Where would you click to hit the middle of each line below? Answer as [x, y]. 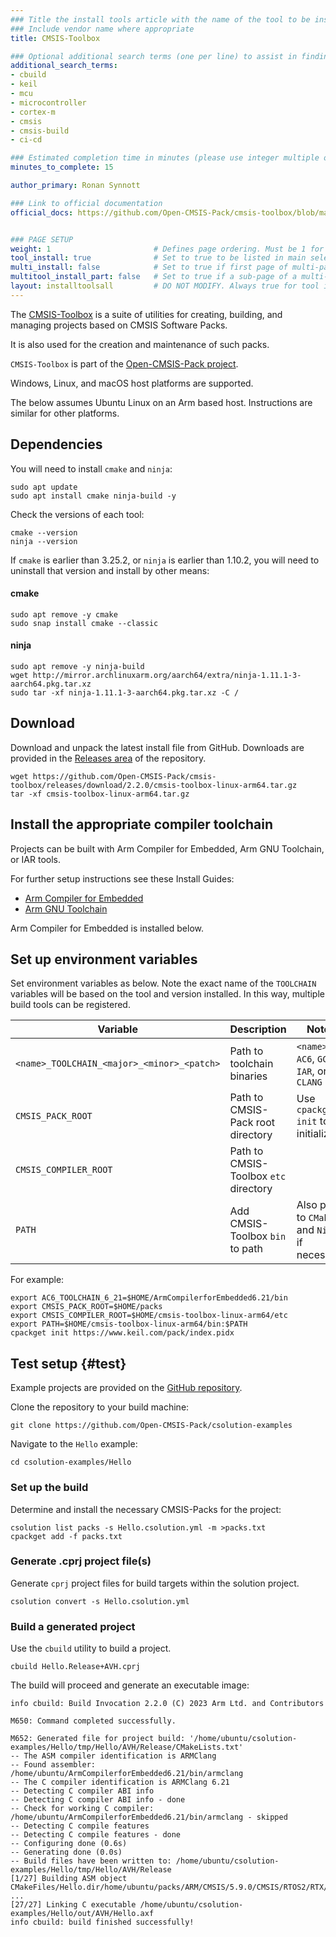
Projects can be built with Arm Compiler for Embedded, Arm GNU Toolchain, [167, 848]
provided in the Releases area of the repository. [108, 758]
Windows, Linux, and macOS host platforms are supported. [132, 383]
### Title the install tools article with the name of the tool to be [160, 19]
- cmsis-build [40, 131]
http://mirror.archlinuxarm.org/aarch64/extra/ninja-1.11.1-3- [167, 675]
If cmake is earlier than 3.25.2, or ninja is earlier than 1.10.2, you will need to [165, 560]
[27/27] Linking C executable [73, 1905]
